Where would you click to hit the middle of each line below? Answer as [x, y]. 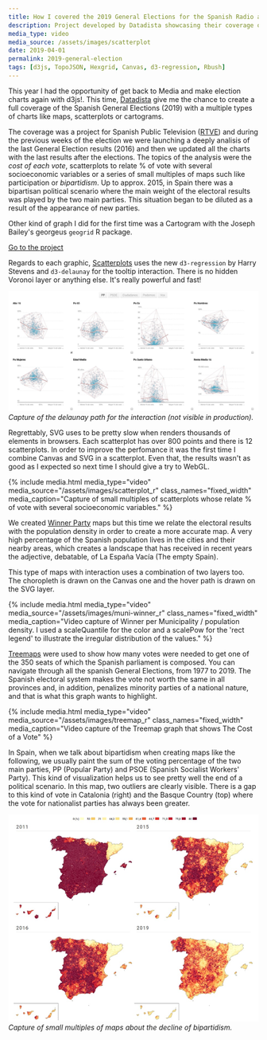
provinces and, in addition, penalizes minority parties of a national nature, [128, 687]
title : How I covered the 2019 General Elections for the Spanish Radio [131, 17]
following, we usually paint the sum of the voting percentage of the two [125, 760]
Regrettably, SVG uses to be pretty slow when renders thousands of [120, 432]
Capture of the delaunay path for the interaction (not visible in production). [131, 417]
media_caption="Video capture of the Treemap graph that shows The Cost [130, 728]
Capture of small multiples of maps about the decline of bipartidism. [120, 1027]
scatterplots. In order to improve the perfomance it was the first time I [122, 449]
